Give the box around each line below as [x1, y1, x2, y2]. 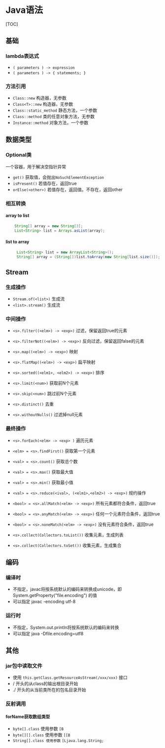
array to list [5, 213, 30, 219]
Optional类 [5, 152, 32, 158]
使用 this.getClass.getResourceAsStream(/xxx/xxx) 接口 [12, 674, 128, 680]
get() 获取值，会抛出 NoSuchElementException [12, 174, 104, 180]
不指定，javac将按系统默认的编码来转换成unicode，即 [12, 586, 122, 592]
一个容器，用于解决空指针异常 [5, 163, 66, 169]
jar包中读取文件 [5, 663, 42, 669]
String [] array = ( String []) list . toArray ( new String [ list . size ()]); [16, 254, 161, 259]
